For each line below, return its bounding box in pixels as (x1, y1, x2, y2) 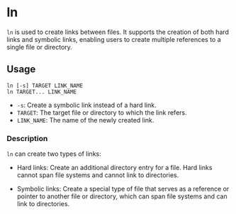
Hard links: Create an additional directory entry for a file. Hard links (16, 164, 213, 172)
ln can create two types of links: (6, 150, 101, 158)
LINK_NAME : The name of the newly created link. (16, 116, 154, 124)
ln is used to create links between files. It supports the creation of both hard (6, 28, 230, 36)
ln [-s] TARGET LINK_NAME (6, 82, 83, 89)
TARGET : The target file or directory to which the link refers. (16, 108, 187, 117)
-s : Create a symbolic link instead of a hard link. (16, 101, 157, 109)
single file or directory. (6, 43, 72, 51)
